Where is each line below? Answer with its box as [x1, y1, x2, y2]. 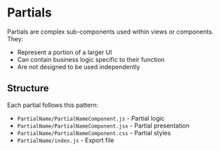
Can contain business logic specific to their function [16, 55, 165, 63]
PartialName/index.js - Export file [16, 136, 115, 144]
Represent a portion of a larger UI [16, 48, 112, 56]
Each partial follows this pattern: [7, 101, 98, 109]
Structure [7, 82, 49, 94]
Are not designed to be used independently [16, 62, 140, 71]
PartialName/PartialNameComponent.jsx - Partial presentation [16, 121, 190, 130]
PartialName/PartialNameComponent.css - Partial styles [16, 128, 171, 137]
